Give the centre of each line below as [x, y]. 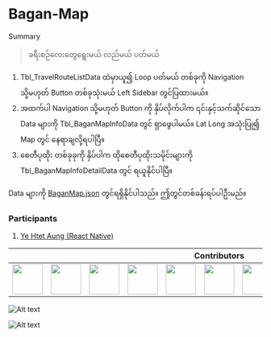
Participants [33, 218]
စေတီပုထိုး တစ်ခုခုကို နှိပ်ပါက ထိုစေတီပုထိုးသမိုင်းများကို [106, 154]
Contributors [219, 256]
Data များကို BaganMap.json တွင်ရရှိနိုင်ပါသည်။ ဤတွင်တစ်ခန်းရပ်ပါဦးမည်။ [127, 193]
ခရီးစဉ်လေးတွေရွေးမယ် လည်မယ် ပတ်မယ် [94, 54]
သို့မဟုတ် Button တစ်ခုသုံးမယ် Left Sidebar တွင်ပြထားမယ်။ [114, 92]
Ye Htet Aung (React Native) [67, 236]
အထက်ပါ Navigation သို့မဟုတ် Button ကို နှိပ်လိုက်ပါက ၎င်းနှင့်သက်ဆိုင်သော [140, 108]
